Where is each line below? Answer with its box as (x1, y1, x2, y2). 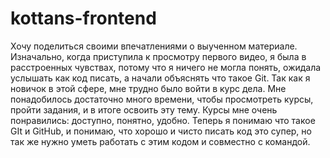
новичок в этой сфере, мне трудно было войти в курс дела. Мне (10, 82, 287, 94)
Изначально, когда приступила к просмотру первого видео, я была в (10, 50, 307, 62)
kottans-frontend (10, 7, 157, 30)
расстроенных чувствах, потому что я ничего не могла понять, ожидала (10, 61, 322, 73)
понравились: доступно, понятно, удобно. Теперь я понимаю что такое (10, 114, 316, 126)
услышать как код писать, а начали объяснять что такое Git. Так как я (10, 72, 311, 84)
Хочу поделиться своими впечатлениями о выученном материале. (10, 40, 298, 52)
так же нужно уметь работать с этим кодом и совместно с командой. (10, 135, 311, 147)
